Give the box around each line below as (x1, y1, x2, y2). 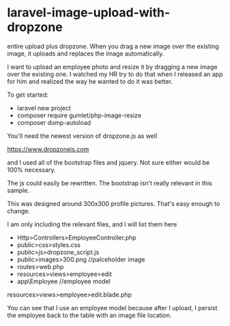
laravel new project (16, 104, 71, 112)
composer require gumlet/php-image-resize (16, 111, 142, 119)
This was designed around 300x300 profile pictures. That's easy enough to (7, 199, 220, 207)
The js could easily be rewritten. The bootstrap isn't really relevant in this (7, 178, 212, 187)
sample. (7, 186, 29, 194)
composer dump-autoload (16, 118, 91, 126)
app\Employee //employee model (16, 277, 111, 286)
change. (7, 207, 31, 215)
